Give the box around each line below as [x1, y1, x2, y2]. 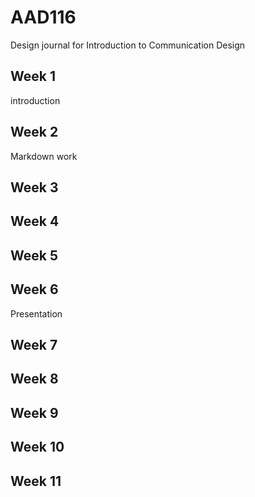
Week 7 [10, 336, 58, 353]
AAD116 [10, 6, 77, 29]
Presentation [10, 307, 63, 320]
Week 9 [10, 404, 59, 421]
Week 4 [10, 213, 60, 230]
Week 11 [10, 472, 62, 490]
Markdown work [10, 150, 78, 162]
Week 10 [10, 439, 65, 456]
